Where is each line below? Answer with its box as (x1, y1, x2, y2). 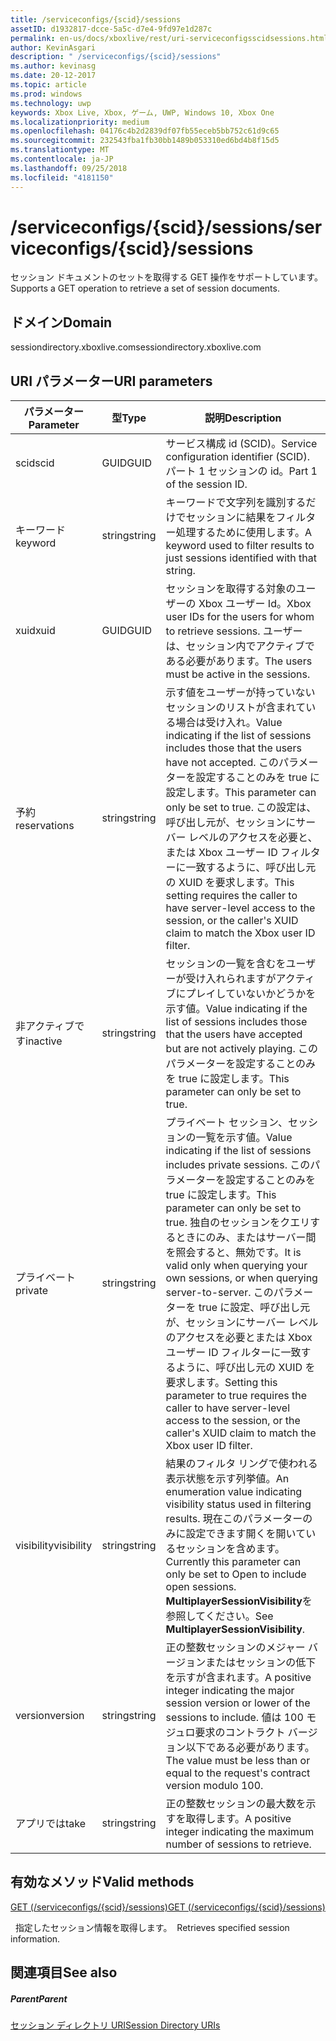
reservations (15, 819, 75, 833)
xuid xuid (15, 624, 56, 638)
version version (15, 1709, 85, 1723)
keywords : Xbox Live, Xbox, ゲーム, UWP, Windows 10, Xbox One (10, 107, 275, 118)
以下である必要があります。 (185, 1741, 315, 1755)
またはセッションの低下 (205, 1656, 317, 1670)
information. (10, 1932, 61, 1945)
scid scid (15, 456, 55, 470)
